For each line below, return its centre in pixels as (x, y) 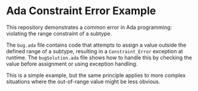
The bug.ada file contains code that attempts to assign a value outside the (96, 45)
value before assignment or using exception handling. (72, 64)
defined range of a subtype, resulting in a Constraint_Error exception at (95, 51)
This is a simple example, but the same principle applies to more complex (96, 75)
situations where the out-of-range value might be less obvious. (83, 82)
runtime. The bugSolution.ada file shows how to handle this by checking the (99, 57)
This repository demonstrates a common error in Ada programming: (89, 27)
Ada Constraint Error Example (81, 11)
